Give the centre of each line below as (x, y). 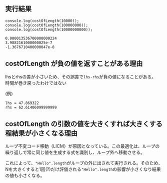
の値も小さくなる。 (25, 175)
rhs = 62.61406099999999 (31, 107)
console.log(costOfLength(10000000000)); (49, 29)
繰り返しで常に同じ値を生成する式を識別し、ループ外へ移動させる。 (75, 152)
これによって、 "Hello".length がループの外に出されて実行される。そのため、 (84, 163)
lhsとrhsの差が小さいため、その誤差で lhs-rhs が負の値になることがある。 (81, 76)
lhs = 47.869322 (22, 103)
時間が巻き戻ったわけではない (36, 83)
